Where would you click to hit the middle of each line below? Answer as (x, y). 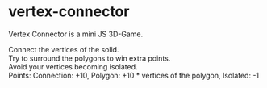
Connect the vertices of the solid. (64, 49)
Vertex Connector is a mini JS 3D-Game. (76, 34)
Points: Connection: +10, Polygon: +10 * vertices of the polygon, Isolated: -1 (134, 75)
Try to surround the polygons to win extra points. (90, 58)
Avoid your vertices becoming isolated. (73, 66)
